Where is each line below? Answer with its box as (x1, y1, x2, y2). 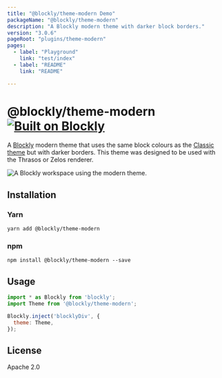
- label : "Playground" (13, 49, 79, 56)
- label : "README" (13, 61, 67, 68)
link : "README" (19, 68, 63, 74)
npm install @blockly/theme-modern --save (7, 257, 131, 264)
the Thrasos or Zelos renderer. (7, 156, 94, 164)
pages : (7, 42, 26, 49)
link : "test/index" (19, 55, 76, 62)
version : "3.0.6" (7, 29, 57, 37)
